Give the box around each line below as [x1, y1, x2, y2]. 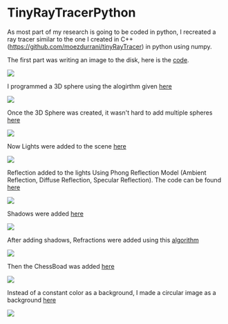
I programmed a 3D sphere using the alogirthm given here [7, 82, 173, 90]
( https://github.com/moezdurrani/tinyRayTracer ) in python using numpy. [7, 42, 212, 50]
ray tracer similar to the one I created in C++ [7, 35, 133, 43]
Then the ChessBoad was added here [7, 262, 115, 270]
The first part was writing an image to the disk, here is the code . [7, 55, 189, 64]
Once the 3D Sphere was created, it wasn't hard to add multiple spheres [7, 108, 213, 117]
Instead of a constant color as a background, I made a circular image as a [7, 288, 216, 296]
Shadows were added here [7, 209, 84, 218]
